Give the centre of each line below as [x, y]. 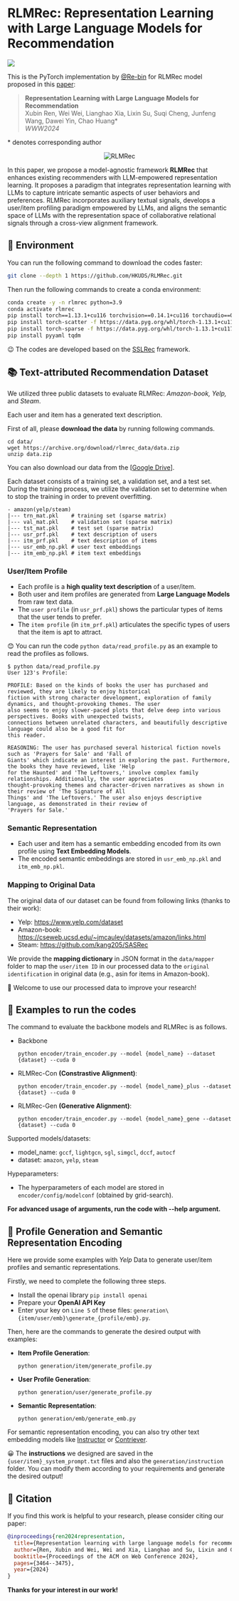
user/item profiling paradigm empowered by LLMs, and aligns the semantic [117, 208]
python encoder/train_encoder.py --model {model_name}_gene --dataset [124, 1119]
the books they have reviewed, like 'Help [71, 766]
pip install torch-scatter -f [52, 323]
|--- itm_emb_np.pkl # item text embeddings [74, 553]
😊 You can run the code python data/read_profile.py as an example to [113, 646]
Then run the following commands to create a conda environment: [104, 289]
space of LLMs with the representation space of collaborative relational [112, 215]
